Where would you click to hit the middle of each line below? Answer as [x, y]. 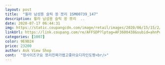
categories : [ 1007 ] [25, 37]
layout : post [18, 10]
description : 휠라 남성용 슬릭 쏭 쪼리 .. [45, 19]
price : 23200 [18, 46]
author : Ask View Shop [28, 50]
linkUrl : [14, 32]
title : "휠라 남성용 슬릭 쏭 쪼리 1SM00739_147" [52, 14]
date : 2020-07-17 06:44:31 [33, 23]
